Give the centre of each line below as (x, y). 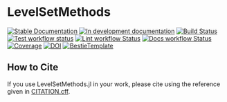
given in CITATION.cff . (39, 91)
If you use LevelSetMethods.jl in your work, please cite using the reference (114, 84)
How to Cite (33, 67)
